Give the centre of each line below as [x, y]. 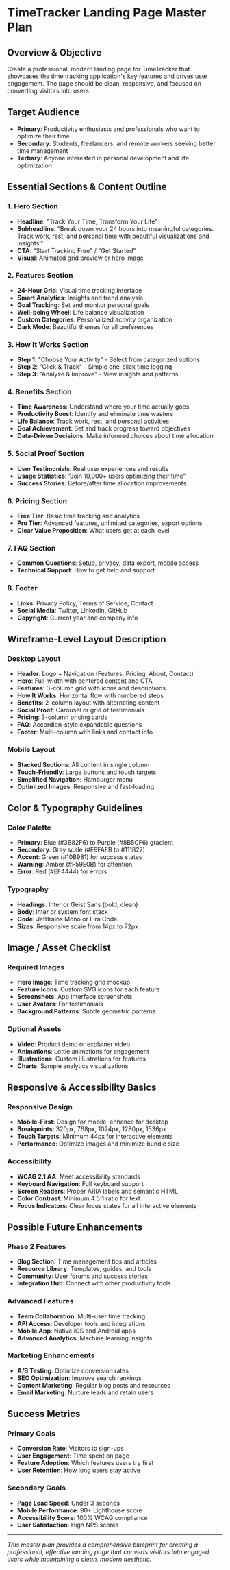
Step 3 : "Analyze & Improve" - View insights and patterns [98, 374]
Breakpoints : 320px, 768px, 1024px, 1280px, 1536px [91, 1129]
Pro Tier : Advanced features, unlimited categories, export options [110, 523]
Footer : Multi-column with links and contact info [85, 732]
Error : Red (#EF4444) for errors [62, 871]
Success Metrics [44, 1414]
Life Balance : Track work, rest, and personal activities [93, 421]
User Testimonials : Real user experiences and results [93, 468]
